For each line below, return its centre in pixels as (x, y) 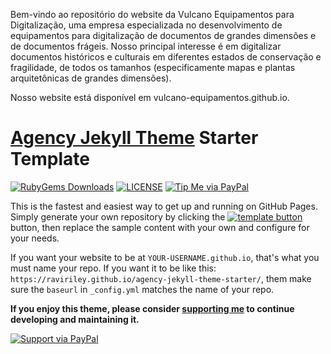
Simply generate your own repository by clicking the (118, 216)
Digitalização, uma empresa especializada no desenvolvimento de (146, 25)
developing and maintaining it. (75, 319)
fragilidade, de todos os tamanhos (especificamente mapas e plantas (153, 67)
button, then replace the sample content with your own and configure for (160, 227)
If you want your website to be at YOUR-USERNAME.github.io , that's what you (165, 257)
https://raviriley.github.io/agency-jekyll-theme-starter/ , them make (161, 278)
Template (50, 159)
